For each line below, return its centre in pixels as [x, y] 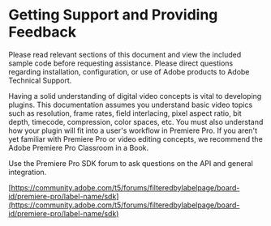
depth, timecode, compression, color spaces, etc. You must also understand [136, 122]
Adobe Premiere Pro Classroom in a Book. [79, 147]
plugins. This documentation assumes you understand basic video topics [131, 104]
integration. [28, 172]
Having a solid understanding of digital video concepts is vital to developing [135, 96]
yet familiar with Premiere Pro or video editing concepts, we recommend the [136, 139]
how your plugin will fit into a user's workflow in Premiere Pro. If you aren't [133, 130]
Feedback [43, 32]
